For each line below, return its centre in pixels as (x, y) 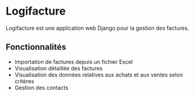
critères (24, 81)
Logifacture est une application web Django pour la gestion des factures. (97, 28)
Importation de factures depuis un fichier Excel (73, 61)
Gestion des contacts (41, 87)
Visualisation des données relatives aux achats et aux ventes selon (99, 75)
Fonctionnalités (36, 47)
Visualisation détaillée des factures (58, 68)
